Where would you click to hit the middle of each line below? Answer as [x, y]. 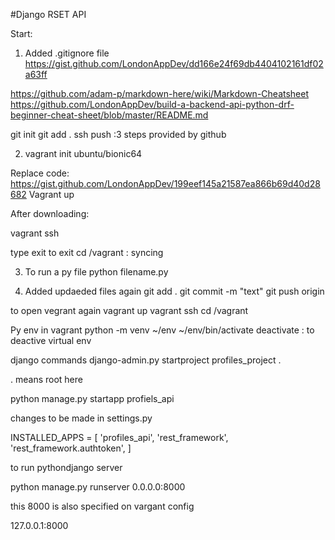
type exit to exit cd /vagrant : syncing [87, 252]
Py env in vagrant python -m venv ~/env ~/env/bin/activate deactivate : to [162, 330]
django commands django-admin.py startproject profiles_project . [146, 360]
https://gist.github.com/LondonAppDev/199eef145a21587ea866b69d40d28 [165, 183]
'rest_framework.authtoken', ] [71, 448]
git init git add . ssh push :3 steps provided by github [118, 134]
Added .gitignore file [67, 53]
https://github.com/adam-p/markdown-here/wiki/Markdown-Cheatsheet [160, 93]
